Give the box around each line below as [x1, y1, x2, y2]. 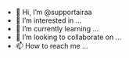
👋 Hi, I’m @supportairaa [15, 8, 92, 16]
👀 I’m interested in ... [15, 16, 82, 25]
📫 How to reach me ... [15, 42, 88, 50]
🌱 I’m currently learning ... [15, 24, 99, 33]
